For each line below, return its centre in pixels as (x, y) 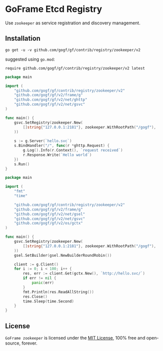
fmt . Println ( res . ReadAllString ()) (58, 292)
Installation (23, 38)
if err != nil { (40, 278)
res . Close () (35, 296)
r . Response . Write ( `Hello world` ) (57, 155)
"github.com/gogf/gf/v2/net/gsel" (50, 214)
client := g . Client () (36, 264)
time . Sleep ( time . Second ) (49, 301)
